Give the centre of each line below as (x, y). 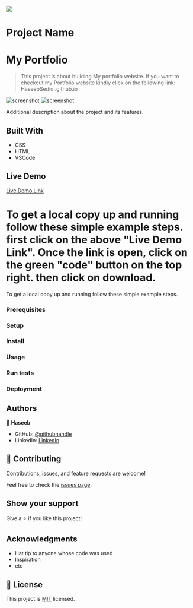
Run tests (20, 373)
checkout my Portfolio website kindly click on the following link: (98, 83)
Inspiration (28, 560)
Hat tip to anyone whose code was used (64, 553)
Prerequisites (26, 309)
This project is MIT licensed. (41, 599)
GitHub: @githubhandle (43, 434)
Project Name (40, 33)
